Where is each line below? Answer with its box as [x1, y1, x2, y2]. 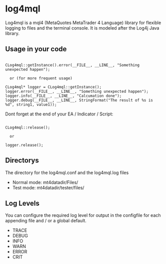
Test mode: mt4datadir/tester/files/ [12, 184, 84, 191]
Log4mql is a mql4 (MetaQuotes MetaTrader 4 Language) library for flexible [5, 20, 161, 26]
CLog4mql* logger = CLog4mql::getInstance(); [5, 84, 101, 89]
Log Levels [5, 199, 40, 207]
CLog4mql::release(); [5, 125, 50, 130]
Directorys [5, 156, 39, 165]
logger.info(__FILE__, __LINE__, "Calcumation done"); [5, 93, 122, 98]
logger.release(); [5, 143, 43, 148]
